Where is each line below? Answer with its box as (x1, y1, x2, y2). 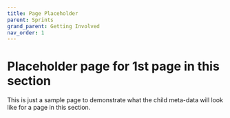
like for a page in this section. (7, 104, 91, 112)
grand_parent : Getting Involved (7, 23, 100, 29)
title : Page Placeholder (7, 10, 79, 17)
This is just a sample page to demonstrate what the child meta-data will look (7, 96, 224, 104)
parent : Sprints (7, 16, 54, 23)
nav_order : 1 (7, 29, 45, 36)
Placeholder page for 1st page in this (7, 59, 220, 74)
